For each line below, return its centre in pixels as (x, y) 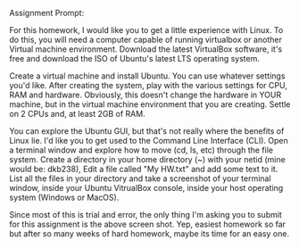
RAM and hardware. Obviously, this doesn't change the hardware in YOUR (145, 95)
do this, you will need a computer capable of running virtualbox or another (146, 40)
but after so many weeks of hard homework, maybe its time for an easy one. (149, 234)
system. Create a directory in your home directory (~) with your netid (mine (147, 159)
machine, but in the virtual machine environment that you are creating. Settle (150, 104)
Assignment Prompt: (47, 13)
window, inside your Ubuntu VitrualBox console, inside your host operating (146, 188)
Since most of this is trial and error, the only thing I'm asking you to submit (146, 215)
